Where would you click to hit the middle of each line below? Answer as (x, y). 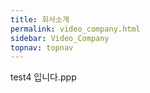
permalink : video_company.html (75, 29)
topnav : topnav (42, 47)
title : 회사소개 (40, 19)
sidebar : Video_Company (60, 38)
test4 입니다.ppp (43, 77)
